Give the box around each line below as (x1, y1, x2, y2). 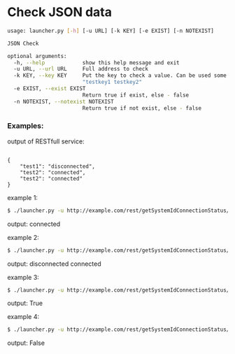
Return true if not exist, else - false (82, 104, 201, 112)
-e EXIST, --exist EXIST (13, 85, 86, 92)
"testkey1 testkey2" (82, 78, 142, 86)
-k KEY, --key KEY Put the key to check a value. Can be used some (13, 72, 227, 79)
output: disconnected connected (7, 260, 101, 268)
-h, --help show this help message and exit (13, 59, 180, 66)
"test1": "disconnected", (20, 162, 96, 170)
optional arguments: (7, 52, 68, 59)
